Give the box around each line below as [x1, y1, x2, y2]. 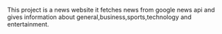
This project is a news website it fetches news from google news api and [7, 6, 215, 14]
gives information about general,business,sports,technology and [7, 13, 192, 21]
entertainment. [7, 20, 50, 28]
